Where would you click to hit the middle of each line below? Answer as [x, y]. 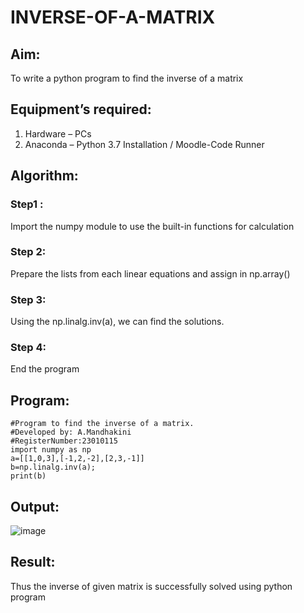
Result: [33, 562]
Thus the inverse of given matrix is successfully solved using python [151, 586]
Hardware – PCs [58, 133]
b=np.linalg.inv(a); [53, 467]
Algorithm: [44, 176]
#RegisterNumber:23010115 [64, 441]
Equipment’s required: [81, 109]
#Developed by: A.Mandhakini [71, 432]
